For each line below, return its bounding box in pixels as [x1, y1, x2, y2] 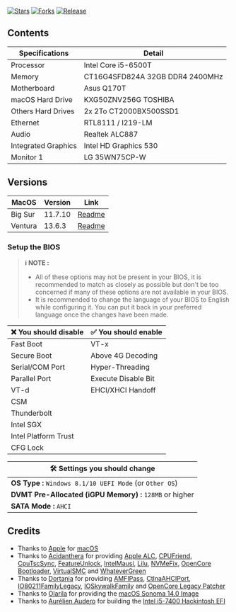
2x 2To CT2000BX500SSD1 [83, 106, 179, 116]
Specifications [18, 48, 69, 58]
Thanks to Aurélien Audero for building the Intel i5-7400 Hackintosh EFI [17, 596, 226, 605]
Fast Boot [11, 339, 42, 348]
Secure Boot [11, 351, 52, 361]
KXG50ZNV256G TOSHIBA [83, 94, 175, 104]
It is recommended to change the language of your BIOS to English [35, 295, 230, 304]
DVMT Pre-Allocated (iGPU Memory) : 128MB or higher [11, 489, 194, 499]
